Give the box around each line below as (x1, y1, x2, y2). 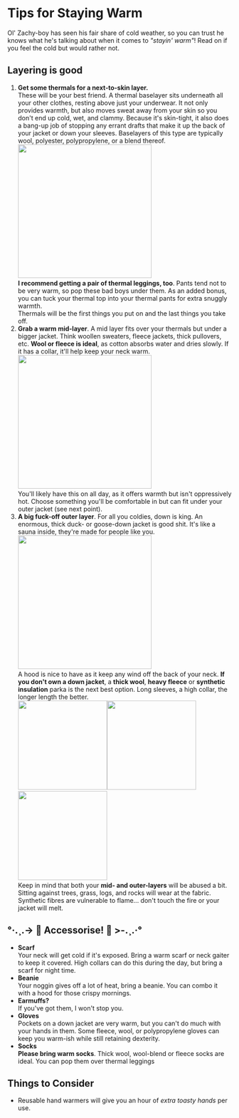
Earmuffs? (17, 996, 50, 1005)
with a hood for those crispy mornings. (17, 988, 132, 997)
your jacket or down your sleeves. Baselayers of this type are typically (17, 128, 223, 137)
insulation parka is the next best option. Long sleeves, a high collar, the (17, 685, 228, 693)
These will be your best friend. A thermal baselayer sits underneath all (17, 90, 223, 99)
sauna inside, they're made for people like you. (17, 527, 155, 536)
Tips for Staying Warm (7, 5, 143, 21)
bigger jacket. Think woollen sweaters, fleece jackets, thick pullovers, (17, 331, 222, 340)
